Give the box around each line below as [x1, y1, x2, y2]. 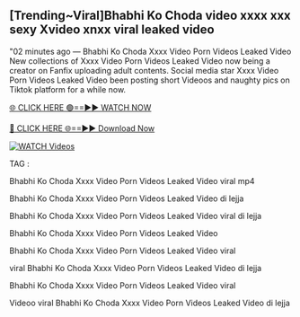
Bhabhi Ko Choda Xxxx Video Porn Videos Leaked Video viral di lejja [9, 210, 262, 221]
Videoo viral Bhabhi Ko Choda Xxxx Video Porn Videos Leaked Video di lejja [9, 297, 290, 308]
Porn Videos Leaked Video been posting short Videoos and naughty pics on [9, 75, 290, 85]
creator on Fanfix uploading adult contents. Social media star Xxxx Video [9, 65, 279, 75]
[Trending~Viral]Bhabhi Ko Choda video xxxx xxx [9, 8, 292, 23]
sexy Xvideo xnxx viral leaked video [9, 22, 215, 38]
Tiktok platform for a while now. [9, 84, 127, 94]
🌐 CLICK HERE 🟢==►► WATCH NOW [9, 101, 152, 112]
